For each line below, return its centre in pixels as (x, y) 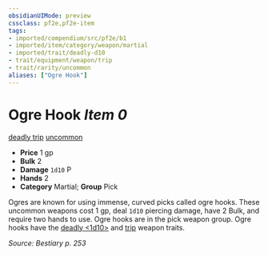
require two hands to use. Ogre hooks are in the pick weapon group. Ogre (130, 219)
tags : (17, 30)
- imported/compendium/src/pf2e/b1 (68, 38)
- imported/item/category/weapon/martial (78, 46)
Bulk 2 (31, 161)
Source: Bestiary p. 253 (47, 243)
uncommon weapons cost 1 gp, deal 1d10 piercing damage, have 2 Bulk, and (134, 210)
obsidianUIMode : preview (50, 16)
